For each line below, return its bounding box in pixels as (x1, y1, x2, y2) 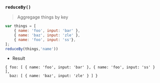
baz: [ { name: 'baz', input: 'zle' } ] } (9, 73, 98, 78)
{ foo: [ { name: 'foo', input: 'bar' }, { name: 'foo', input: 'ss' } (5, 64, 155, 70)
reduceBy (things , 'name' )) (5, 46, 58, 51)
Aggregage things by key (17, 14, 68, 20)
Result (12, 55, 26, 61)
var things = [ (5, 24, 36, 29)
